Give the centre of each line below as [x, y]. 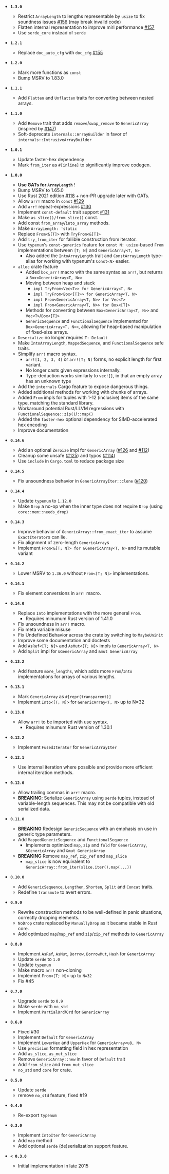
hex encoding [32, 425]
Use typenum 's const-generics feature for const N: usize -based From [91, 245]
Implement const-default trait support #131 [63, 212]
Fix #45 [26, 981]
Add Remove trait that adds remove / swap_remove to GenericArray [83, 123]
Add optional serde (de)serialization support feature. [73, 1146]
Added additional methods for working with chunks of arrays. [83, 392]
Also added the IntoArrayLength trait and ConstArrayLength [88, 256]
